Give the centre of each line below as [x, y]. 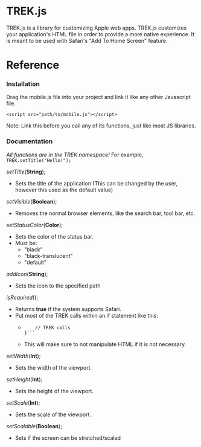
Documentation [30, 141]
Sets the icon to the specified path [58, 286]
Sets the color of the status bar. [54, 236]
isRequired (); [22, 297]
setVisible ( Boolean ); [32, 201]
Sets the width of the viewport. [53, 367]
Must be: [26, 243]
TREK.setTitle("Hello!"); [39, 160]
